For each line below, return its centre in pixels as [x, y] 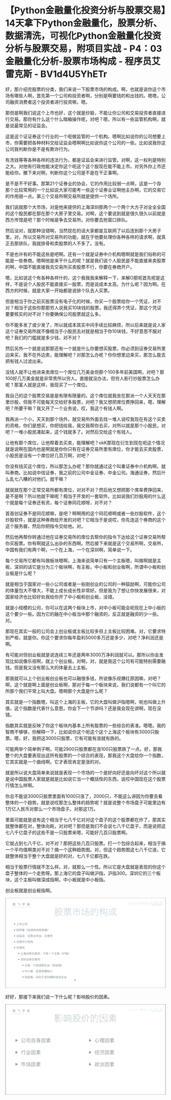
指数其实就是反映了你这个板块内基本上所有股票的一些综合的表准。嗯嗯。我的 [85, 725]
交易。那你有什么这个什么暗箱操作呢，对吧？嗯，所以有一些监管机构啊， [85, 119]
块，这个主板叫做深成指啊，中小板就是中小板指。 [56, 879]
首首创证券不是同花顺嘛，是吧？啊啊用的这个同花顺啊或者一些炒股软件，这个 [85, 513]
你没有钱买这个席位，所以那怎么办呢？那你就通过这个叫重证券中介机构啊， [83, 466]
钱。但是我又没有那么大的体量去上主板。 [48, 667]
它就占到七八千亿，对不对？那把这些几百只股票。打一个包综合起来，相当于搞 [85, 843]
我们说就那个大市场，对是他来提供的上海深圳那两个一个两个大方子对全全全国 [85, 207]
